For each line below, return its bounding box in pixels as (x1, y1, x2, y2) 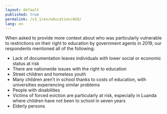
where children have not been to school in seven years (12, 98, 126, 104)
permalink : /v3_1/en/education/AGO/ (5, 16, 82, 21)
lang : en (5, 21, 24, 26)
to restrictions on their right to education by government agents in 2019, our (5, 40, 162, 46)
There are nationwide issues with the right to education (12, 66, 127, 72)
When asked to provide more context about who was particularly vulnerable (5, 35, 162, 41)
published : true (5, 12, 39, 17)
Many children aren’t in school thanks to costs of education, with (12, 76, 146, 82)
